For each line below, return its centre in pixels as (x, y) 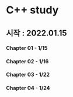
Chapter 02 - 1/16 (27, 61)
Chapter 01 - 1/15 (27, 48)
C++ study (32, 10)
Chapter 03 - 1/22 (28, 75)
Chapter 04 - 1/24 (28, 88)
